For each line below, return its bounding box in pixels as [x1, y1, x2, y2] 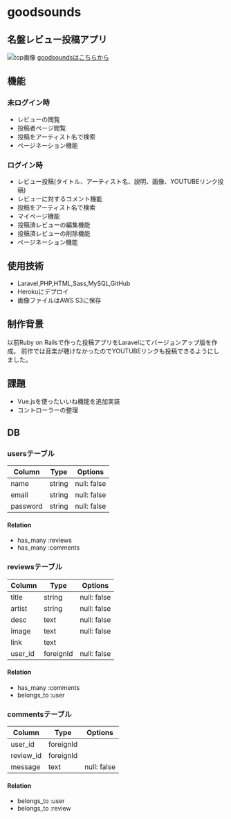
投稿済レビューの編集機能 [17, 220, 91, 229]
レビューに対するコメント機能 [17, 194, 102, 203]
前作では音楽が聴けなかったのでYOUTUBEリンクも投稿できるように [20, 346, 214, 355]
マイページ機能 [17, 212, 60, 220]
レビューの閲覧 [17, 115, 60, 124]
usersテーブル [7, 448, 55, 458]
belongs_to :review [17, 804, 71, 813]
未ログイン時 [7, 98, 50, 108]
